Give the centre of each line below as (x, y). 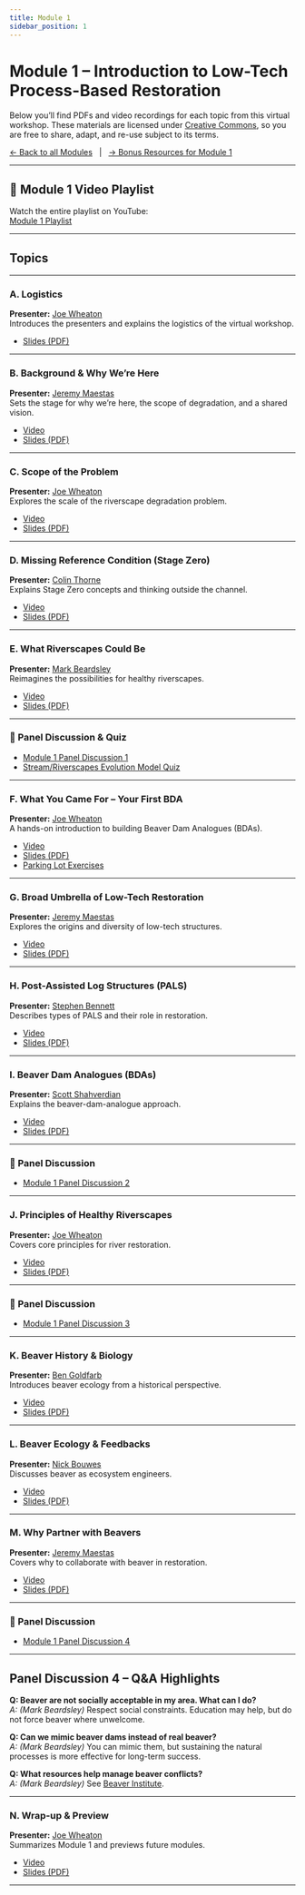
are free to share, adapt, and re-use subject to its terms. (114, 135)
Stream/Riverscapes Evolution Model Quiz (101, 767)
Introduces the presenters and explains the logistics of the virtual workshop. (152, 324)
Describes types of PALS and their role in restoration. (109, 1015)
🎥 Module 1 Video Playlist (82, 189)
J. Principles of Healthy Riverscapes (91, 1215)
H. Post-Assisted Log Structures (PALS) (98, 986)
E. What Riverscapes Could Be (78, 649)
